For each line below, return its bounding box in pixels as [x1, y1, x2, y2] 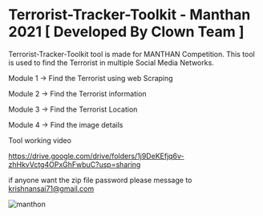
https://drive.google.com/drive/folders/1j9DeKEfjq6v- [8, 151, 184, 161]
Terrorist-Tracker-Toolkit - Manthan [8, 6, 251, 24]
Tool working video [8, 135, 72, 145]
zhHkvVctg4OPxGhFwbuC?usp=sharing [8, 159, 141, 169]
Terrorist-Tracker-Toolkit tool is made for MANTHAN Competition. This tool [8, 49, 255, 59]
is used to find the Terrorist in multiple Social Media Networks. [8, 58, 214, 67]
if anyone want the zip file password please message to [8, 175, 192, 185]
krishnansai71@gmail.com [8, 183, 95, 194]
